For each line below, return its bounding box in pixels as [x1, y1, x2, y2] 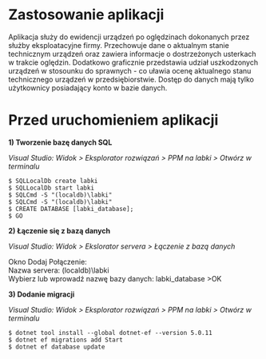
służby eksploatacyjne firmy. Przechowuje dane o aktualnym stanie [8, 40, 229, 50]
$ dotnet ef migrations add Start [8, 336, 124, 344]
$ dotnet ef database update [8, 342, 105, 351]
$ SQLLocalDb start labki [8, 184, 94, 192]
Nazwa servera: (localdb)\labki [8, 265, 109, 275]
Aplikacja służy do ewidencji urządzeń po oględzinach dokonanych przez [8, 32, 250, 42]
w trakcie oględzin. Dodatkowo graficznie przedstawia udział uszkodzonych [8, 58, 258, 67]
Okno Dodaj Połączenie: [8, 257, 88, 266]
